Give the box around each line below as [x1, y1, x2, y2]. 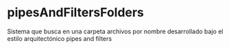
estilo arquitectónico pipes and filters [7, 34, 112, 42]
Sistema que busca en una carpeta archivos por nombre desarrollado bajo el [7, 27, 224, 35]
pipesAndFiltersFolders [7, 5, 144, 20]
